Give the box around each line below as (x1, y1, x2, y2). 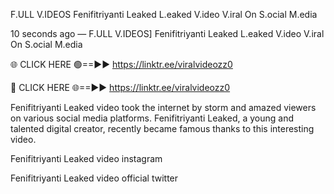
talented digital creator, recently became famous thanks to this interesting (10, 123, 315, 134)
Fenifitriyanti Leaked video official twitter (10, 172, 179, 184)
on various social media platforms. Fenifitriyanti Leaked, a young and (10, 112, 294, 124)
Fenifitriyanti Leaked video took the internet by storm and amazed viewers (10, 102, 317, 113)
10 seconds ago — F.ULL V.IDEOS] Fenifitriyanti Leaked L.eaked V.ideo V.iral (10, 28, 325, 39)
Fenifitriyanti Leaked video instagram (10, 153, 163, 164)
